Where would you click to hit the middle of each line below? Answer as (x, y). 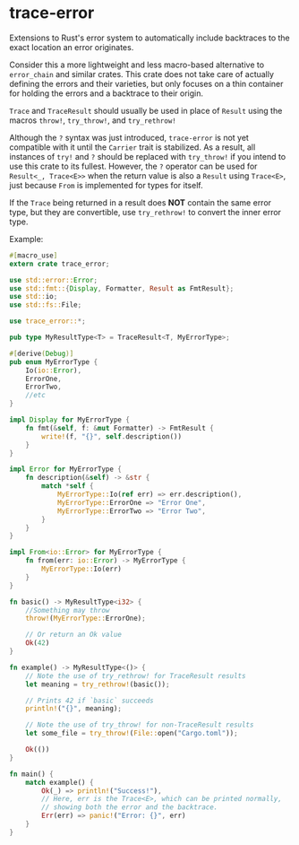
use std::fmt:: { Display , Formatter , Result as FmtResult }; (122, 288)
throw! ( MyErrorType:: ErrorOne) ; (85, 619)
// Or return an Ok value (74, 635)
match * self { (68, 486)
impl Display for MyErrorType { (69, 420)
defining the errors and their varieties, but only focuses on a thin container (146, 83)
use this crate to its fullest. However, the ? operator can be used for (133, 166)
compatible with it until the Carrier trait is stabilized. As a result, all (132, 147)
